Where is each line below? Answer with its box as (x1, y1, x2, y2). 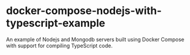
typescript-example (6, 16, 106, 30)
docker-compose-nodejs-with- (6, 4, 162, 18)
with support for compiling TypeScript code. (6, 42, 113, 49)
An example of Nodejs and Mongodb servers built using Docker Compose (6, 36, 185, 43)
